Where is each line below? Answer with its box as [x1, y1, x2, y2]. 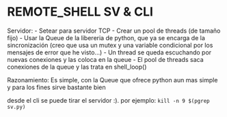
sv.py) [7, 103, 26, 110]
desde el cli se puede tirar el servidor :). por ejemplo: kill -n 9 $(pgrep [7, 96, 210, 104]
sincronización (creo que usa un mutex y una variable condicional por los [7, 41, 213, 49]
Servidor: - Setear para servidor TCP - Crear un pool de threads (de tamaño [7, 27, 221, 35]
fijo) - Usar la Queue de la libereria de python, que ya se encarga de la [7, 33, 205, 41]
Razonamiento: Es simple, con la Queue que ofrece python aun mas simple [7, 76, 218, 84]
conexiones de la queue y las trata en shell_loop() [7, 63, 147, 71]
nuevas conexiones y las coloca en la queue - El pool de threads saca [7, 55, 204, 63]
